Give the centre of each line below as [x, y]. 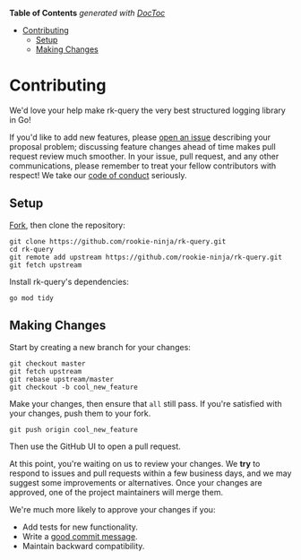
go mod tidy [31, 298]
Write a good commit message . [80, 536]
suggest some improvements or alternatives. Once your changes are [136, 482]
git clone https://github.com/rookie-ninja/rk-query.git [118, 241]
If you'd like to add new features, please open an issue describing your [140, 137]
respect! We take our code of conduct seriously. [98, 175]
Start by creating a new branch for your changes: [100, 347]
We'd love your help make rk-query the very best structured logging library [148, 110]
